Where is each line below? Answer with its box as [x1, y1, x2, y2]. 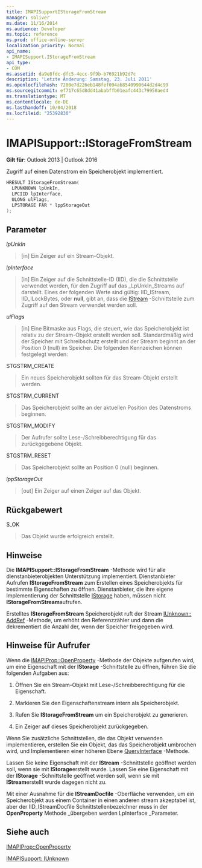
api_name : [6, 48, 31, 54]
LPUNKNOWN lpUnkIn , [11, 185, 61, 191]
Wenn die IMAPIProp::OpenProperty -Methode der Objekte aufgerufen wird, [6, 656, 195, 663]
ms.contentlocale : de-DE [6, 99, 69, 105]
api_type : [6, 59, 31, 65]
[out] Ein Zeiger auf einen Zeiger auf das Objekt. [21, 487, 142, 495]
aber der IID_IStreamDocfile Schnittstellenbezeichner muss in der [6, 803, 168, 810]
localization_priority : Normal [6, 43, 85, 49]
